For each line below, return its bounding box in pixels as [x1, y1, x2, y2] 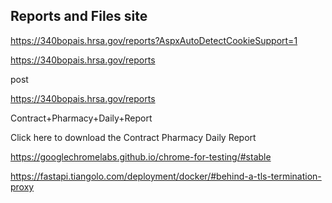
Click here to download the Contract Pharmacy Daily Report [10, 131, 257, 143]
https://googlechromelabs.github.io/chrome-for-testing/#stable [10, 150, 272, 163]
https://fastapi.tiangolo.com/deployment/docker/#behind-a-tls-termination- [10, 170, 322, 182]
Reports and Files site [10, 8, 148, 25]
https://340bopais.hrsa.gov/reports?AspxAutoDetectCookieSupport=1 [10, 34, 298, 46]
